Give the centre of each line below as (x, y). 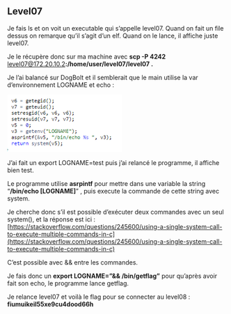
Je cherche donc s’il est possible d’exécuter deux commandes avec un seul (115, 212)
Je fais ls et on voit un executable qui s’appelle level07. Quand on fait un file (115, 28)
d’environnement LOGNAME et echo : (61, 85)
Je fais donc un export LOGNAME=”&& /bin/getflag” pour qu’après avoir (112, 276)
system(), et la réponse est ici (50, 219)
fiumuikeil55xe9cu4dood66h (50, 304)
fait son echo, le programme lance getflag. (68, 283)
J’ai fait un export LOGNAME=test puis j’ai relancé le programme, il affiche (113, 162)
